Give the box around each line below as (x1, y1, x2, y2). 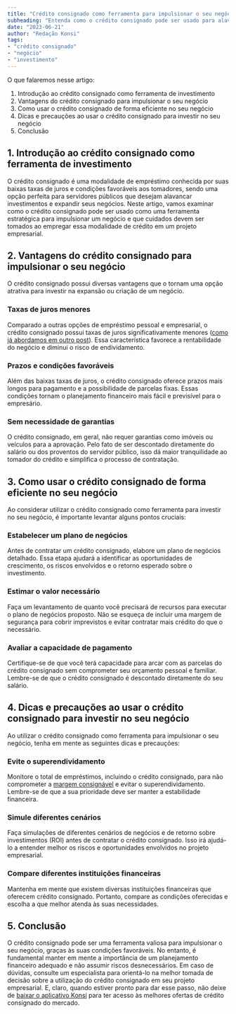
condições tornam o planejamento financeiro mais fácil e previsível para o (7, 391, 221, 400)
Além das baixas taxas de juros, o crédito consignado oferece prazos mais (7, 377, 223, 385)
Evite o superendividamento (7, 756, 105, 766)
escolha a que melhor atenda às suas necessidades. (7, 900, 159, 908)
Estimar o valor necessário (7, 587, 100, 597)
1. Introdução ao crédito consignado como (7, 147, 195, 159)
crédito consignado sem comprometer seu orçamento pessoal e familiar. (7, 666, 218, 674)
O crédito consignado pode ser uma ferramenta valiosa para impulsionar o (7, 939, 223, 947)
